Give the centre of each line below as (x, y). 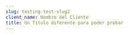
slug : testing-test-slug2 (38, 12)
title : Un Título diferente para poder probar (64, 23)
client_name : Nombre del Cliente (47, 17)
